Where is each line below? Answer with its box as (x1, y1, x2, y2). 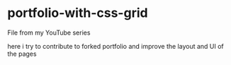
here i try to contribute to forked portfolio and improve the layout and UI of (7, 42, 225, 50)
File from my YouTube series (7, 28, 91, 37)
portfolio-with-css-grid (7, 5, 148, 21)
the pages (7, 49, 37, 58)
